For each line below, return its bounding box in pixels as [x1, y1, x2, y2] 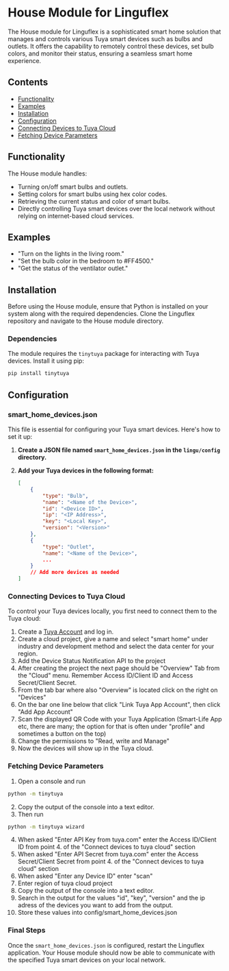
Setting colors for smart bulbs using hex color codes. [17, 190, 167, 198]
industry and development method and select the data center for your [17, 643, 215, 651]
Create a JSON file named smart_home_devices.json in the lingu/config [17, 446, 221, 454]
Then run [17, 810, 44, 818]
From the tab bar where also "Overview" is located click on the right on [17, 686, 218, 694]
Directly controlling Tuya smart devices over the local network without [17, 204, 215, 213]
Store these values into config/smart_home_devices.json [17, 909, 178, 917]
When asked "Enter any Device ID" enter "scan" [17, 872, 153, 880]
